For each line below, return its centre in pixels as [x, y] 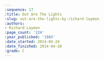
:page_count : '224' [25, 32]
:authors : [15, 23]
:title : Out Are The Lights [33, 14]
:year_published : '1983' [30, 37]
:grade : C [15, 51]
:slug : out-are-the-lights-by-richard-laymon [52, 19]
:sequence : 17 [19, 10]
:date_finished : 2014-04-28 [33, 46]
